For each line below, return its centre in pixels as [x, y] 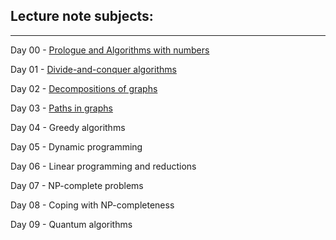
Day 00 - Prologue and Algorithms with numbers [110, 50]
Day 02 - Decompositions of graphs [84, 88]
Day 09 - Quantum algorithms [71, 224]
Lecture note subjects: [82, 16]
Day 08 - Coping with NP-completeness [92, 205]
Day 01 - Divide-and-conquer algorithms [93, 69]
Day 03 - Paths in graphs [61, 108]
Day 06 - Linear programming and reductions [103, 166]
